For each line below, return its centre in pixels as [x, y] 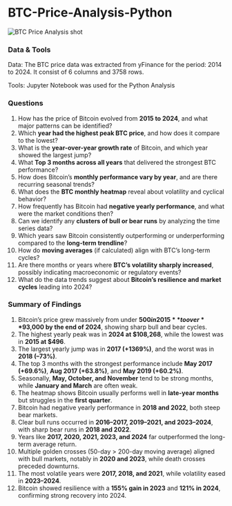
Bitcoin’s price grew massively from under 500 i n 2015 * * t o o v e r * [111, 319]
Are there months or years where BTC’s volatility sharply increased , [116, 265]
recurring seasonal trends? [56, 184]
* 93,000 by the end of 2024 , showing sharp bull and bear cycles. [113, 327]
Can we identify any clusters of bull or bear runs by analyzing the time [119, 221]
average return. [55, 444]
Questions [26, 103]
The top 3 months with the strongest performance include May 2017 [115, 363]
